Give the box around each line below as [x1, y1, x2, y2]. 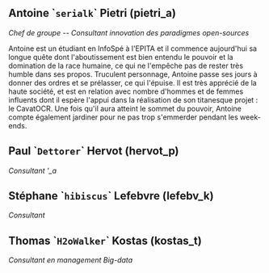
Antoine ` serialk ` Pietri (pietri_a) [8, 6, 176, 20]
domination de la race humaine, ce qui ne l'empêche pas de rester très [8, 61, 244, 70]
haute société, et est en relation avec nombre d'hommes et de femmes [8, 86, 244, 96]
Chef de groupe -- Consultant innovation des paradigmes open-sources [8, 27, 250, 37]
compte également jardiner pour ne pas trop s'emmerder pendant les [8, 112, 238, 122]
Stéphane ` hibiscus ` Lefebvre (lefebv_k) [8, 189, 214, 203]
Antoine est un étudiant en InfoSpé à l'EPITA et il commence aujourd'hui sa [8, 44, 257, 53]
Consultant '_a [8, 166, 57, 175]
